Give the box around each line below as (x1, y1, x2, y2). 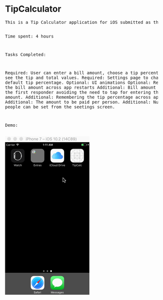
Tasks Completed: (5, 52, 46, 57)
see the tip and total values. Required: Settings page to (5, 75, 149, 80)
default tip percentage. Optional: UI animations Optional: (5, 79, 151, 85)
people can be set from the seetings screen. (5, 104, 115, 110)
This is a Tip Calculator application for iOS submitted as (5, 19, 151, 25)
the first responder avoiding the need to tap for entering (5, 89, 151, 95)
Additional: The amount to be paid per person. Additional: (5, 99, 151, 105)
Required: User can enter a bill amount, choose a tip (5, 70, 138, 75)
